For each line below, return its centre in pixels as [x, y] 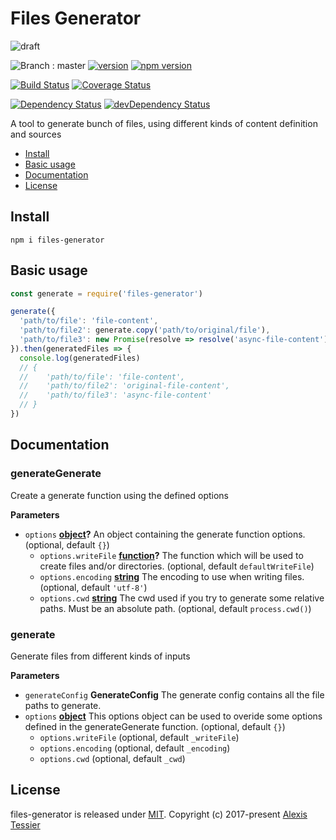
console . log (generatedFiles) [80, 358]
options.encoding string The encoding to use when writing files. [172, 576]
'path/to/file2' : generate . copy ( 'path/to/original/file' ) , [145, 330]
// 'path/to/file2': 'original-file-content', [124, 386]
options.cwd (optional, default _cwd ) [112, 758]
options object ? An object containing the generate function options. [165, 534]
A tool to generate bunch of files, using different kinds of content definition [164, 123]
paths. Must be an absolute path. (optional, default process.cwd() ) [175, 608]
